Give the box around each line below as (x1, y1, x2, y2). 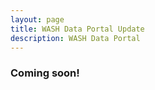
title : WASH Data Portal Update (10, 24, 145, 34)
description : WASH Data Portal (10, 33, 141, 43)
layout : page (10, 14, 65, 25)
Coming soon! (10, 66, 80, 80)
